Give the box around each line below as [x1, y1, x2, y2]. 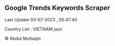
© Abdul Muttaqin [4, 35, 41, 41]
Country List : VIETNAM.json [4, 26, 62, 32]
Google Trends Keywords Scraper [4, 4, 110, 12]
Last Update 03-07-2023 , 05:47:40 [4, 16, 78, 22]
